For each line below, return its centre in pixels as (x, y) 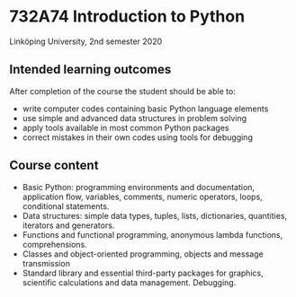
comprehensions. (54, 244)
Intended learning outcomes (90, 70)
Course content (54, 166)
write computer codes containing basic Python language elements (145, 109)
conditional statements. (66, 206)
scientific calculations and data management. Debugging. (129, 282)
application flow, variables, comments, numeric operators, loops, (142, 197)
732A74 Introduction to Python (127, 17)
